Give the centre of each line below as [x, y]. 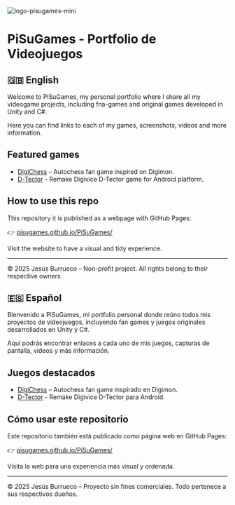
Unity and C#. [27, 112]
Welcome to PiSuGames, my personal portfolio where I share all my [104, 97]
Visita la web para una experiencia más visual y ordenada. [91, 466]
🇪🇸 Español [34, 298]
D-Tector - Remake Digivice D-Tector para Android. [91, 397]
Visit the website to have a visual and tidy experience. [85, 248]
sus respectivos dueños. [43, 494]
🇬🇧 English [33, 80]
